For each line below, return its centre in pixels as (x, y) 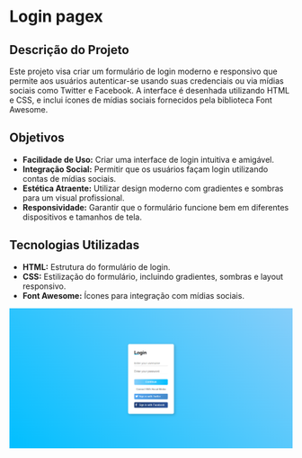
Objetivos (37, 138)
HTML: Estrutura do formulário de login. (96, 266)
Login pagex (56, 17)
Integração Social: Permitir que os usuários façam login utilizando (145, 169)
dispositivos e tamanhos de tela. (82, 217)
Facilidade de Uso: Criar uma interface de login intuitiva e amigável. (148, 159)
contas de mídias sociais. (69, 178)
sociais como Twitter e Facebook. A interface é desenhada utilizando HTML (150, 90)
